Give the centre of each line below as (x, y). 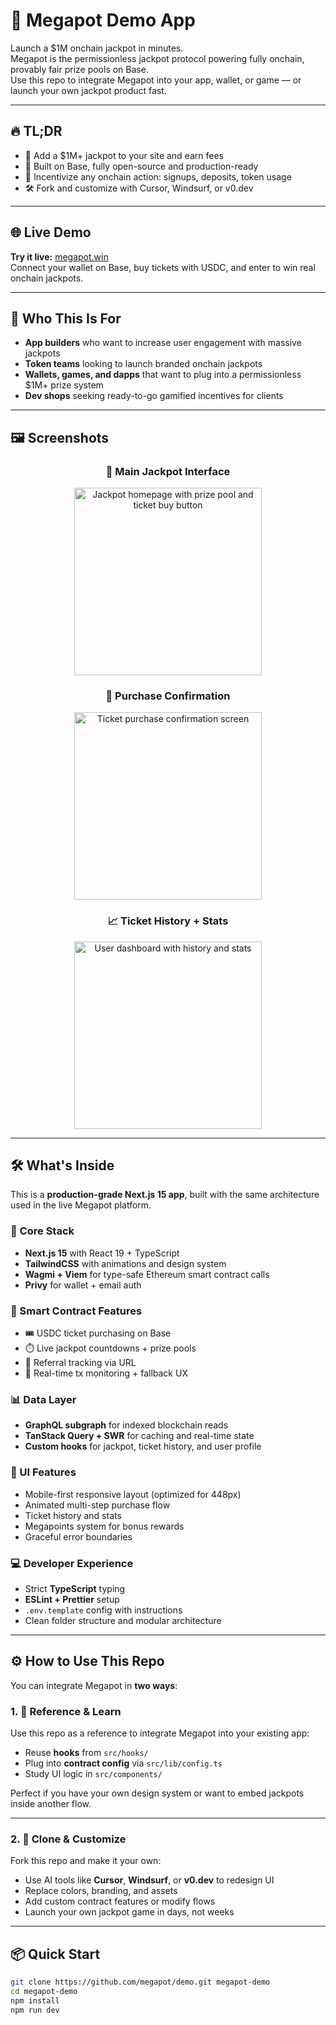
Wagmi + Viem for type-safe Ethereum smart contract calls (147, 1274)
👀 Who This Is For (66, 318)
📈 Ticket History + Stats (168, 921)
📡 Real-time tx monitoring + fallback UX (106, 1373)
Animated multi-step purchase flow (97, 1505)
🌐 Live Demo (51, 232)
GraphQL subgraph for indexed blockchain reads (126, 1425)
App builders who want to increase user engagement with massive (163, 343)
